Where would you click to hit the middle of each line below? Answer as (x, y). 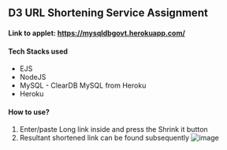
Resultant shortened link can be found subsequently (104, 138)
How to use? (29, 112)
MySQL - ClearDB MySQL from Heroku (83, 85)
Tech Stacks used (38, 51)
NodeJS (33, 77)
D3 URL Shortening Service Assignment (108, 13)
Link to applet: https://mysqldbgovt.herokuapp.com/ (97, 33)
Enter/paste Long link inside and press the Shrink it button (113, 129)
